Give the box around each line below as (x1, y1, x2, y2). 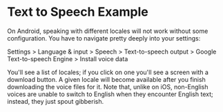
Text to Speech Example (7, 4, 148, 20)
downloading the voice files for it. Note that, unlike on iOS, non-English (7, 82, 209, 91)
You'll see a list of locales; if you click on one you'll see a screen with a (7, 68, 209, 76)
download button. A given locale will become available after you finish (7, 75, 206, 83)
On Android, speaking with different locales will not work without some (7, 27, 209, 35)
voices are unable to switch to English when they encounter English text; (7, 90, 213, 98)
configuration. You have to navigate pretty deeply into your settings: (7, 34, 201, 42)
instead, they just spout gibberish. (7, 97, 104, 105)
